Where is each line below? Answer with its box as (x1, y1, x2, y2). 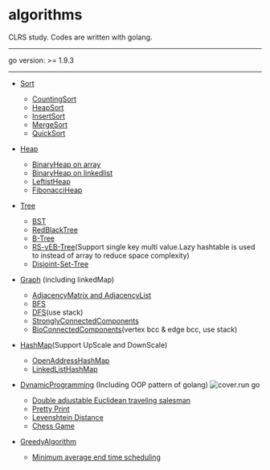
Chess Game (31, 421, 75, 431)
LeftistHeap (31, 176, 71, 186)
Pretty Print (31, 404, 70, 414)
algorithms (8, 6, 83, 24)
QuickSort (31, 128, 66, 138)
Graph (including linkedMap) (19, 274, 115, 284)
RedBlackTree (31, 225, 79, 234)
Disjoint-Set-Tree (31, 259, 89, 269)
